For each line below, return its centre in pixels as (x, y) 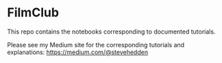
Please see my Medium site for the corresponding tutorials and (96, 45)
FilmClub (33, 13)
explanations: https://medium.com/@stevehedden (78, 52)
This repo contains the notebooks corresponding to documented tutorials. (111, 32)
